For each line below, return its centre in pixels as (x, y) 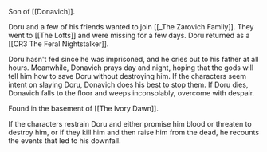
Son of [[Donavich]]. (42, 12)
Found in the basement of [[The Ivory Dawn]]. (84, 108)
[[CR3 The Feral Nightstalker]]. (59, 44)
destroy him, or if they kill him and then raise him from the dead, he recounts (134, 132)
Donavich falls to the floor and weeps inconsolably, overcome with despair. (132, 93)
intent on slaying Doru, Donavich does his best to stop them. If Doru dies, (128, 84)
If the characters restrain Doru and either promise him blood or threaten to (130, 124)
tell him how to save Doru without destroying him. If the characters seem (128, 76)
